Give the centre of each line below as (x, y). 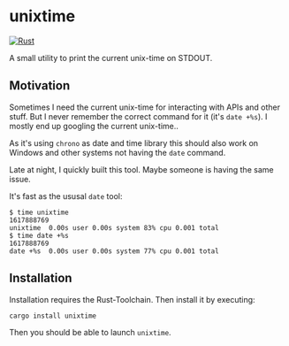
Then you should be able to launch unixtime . (90, 333)
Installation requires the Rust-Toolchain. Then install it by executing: (132, 299)
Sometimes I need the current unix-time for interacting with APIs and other (145, 107)
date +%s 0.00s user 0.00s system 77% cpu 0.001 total (114, 251)
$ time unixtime (39, 212)
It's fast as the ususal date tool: (66, 196)
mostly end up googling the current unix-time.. (94, 126)
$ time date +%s (39, 235)
